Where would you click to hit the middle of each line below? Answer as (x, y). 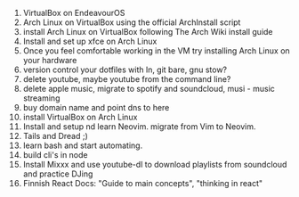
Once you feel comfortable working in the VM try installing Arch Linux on (156, 51)
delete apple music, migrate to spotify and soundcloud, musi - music (149, 89)
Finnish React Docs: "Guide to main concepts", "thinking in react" (143, 183)
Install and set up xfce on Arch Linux (90, 41)
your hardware (50, 60)
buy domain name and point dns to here (96, 107)
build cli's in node (55, 155)
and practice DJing (58, 174)
